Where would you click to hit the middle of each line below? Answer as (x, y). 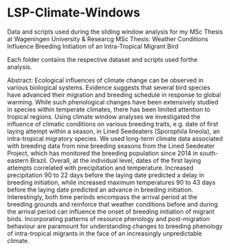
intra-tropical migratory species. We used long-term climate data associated (115, 138)
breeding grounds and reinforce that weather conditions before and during (113, 204)
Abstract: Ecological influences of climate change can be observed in (105, 80)
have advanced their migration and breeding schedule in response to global (114, 95)
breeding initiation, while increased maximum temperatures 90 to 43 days (112, 182)
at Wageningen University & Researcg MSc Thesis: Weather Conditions (108, 38)
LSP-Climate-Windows (74, 13)
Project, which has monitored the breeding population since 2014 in (103, 153)
